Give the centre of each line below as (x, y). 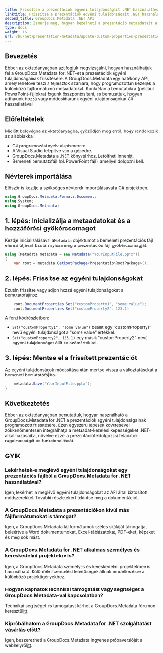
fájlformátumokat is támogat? (41, 516)
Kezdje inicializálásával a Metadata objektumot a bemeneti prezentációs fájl (79, 240)
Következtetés (27, 403)
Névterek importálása (39, 176)
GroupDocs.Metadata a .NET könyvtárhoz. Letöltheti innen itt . (73, 156)
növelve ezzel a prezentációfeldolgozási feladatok (88, 436)
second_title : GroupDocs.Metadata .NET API (50, 18)
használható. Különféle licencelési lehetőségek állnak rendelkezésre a (75, 571)
